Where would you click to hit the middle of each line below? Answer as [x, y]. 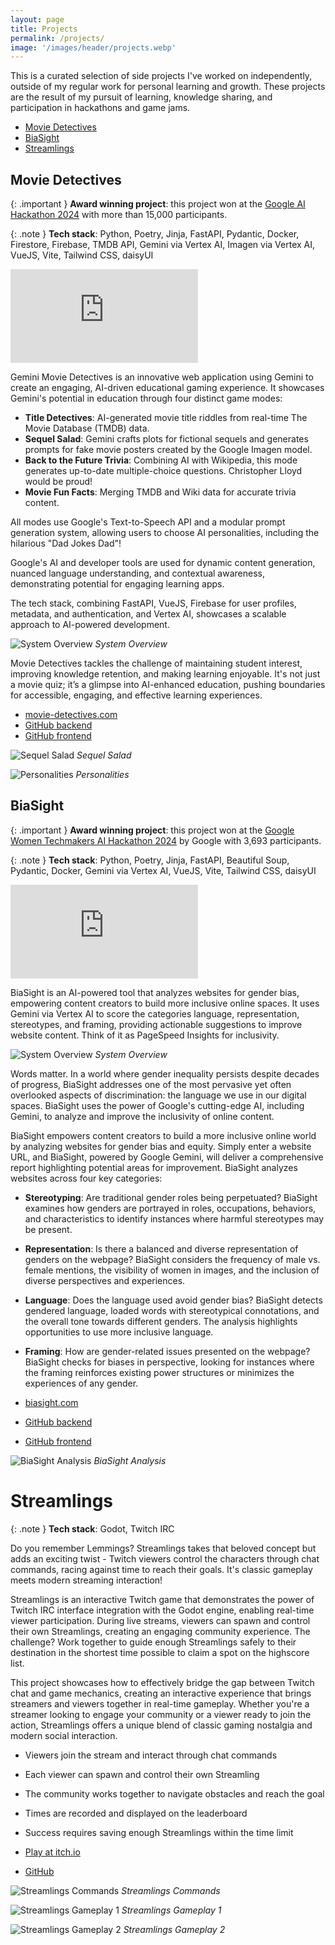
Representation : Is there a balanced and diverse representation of [161, 1248]
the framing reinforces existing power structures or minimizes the [159, 1372]
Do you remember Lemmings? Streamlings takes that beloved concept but [163, 1548]
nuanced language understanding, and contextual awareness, [137, 573]
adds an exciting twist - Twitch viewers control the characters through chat [165, 1558]
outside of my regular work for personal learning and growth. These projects [168, 87]
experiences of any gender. [81, 1383]
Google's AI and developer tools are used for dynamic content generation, [163, 563]
